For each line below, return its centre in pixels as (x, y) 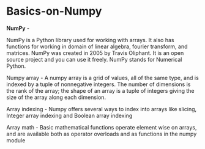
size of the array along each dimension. (56, 97)
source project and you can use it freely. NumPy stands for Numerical (94, 59)
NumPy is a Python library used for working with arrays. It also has (90, 40)
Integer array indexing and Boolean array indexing (69, 115)
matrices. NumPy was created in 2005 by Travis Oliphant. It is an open (95, 53)
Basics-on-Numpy (54, 11)
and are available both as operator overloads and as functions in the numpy (102, 134)
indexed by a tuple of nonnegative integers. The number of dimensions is (99, 84)
